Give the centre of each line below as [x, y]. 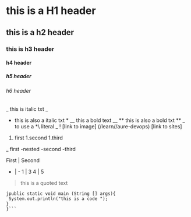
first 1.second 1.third [38, 138]
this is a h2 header [40, 32]
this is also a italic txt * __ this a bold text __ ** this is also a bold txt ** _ [100, 120]
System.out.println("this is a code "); [58, 199]
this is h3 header [30, 49]
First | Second [23, 160]
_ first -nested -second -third [41, 149]
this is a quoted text [44, 183]
